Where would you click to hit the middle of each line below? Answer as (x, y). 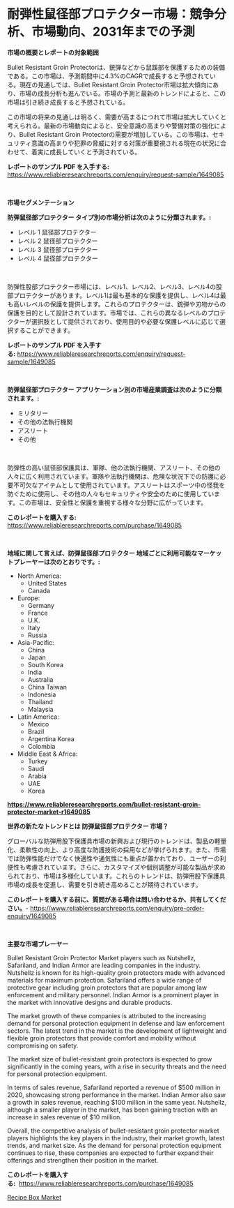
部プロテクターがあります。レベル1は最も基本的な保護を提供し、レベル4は (114, 295)
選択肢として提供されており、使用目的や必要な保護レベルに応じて (125, 321)
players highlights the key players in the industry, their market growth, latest (116, 1138)
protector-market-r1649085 (49, 812)
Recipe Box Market (34, 1197)
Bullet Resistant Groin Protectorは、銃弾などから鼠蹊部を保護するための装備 (116, 67)
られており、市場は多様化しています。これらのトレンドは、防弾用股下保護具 (116, 876)
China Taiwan (47, 687)
